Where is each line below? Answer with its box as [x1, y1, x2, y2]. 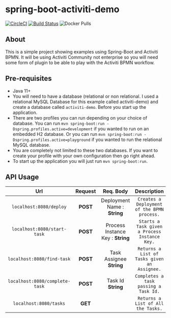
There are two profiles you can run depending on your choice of [12, 114, 148, 121]
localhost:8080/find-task [8, 256, 71, 262]
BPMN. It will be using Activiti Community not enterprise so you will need [5, 54, 158, 60]
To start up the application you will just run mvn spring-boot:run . [12, 158, 148, 164]
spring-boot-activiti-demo [5, 4, 120, 15]
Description [134, 188, 164, 195]
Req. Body [102, 188, 128, 195]
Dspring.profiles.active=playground [12, 137, 91, 142]
